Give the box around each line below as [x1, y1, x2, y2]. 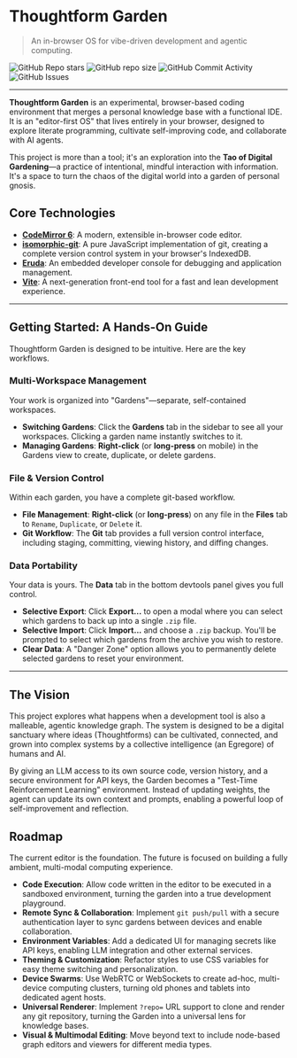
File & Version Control [9, 471, 104, 484]
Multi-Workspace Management [9, 375, 148, 387]
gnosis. [9, 180, 36, 191]
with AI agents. [9, 135, 64, 145]
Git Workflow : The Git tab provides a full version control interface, [21, 528, 264, 539]
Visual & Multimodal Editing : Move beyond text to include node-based [21, 1030, 280, 1040]
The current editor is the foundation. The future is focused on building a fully [9, 852, 288, 863]
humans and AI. [9, 749, 66, 759]
